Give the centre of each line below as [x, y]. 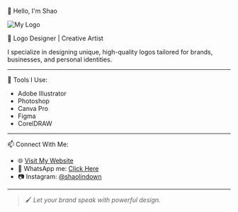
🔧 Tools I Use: [28, 80]
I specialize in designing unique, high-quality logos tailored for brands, [110, 52]
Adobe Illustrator [42, 93]
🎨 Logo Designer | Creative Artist [56, 38]
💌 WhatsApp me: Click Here [58, 169]
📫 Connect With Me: [38, 144]
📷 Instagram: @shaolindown [59, 176]
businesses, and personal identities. [60, 59]
